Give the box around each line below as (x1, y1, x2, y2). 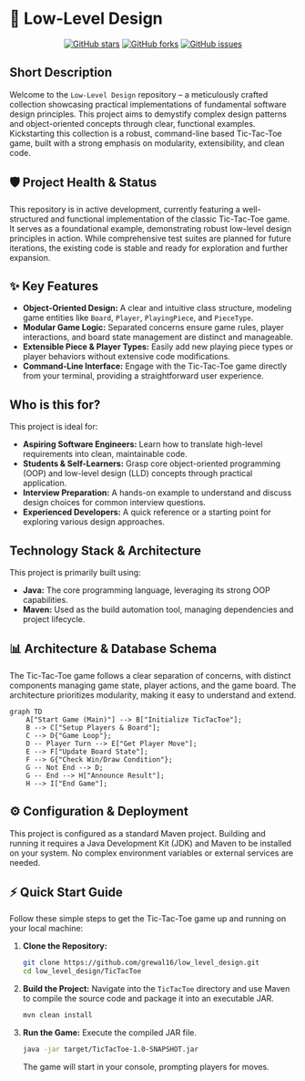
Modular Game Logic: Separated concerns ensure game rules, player (22, 322, 285, 333)
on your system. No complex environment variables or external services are (9, 847, 294, 858)
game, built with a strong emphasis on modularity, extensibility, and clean (9, 137, 285, 149)
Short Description (9, 65, 113, 80)
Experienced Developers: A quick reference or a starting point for (22, 506, 271, 518)
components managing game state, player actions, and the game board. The (9, 680, 297, 691)
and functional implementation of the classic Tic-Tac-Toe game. (50, 213, 290, 224)
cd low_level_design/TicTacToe (22, 967, 142, 976)
